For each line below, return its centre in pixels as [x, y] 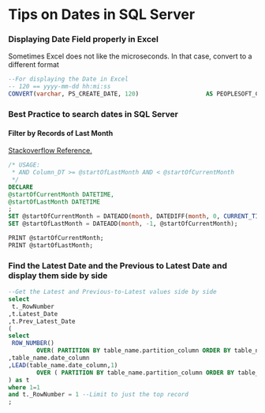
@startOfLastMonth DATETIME [54, 202]
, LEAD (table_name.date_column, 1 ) [63, 365]
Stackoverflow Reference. [50, 151]
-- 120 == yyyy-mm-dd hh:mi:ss [60, 87]
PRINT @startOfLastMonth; [50, 245]
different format [34, 65]
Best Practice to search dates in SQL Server [93, 115]
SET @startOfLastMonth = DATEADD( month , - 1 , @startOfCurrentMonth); [123, 224]
